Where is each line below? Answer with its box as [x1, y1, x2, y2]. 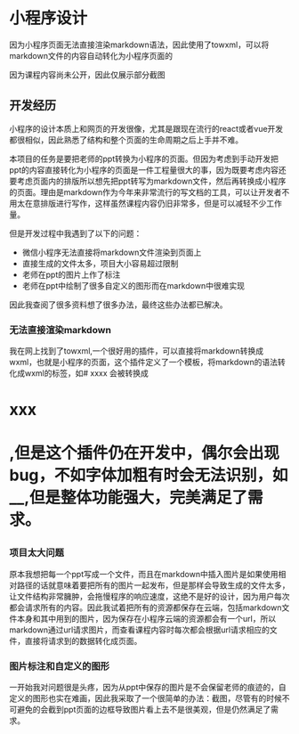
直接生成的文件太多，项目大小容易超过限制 [21, 257, 179, 268]
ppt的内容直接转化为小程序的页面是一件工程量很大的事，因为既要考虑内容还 [9, 164, 287, 175]
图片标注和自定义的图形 [9, 660, 109, 673]
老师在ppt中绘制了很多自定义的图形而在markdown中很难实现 [21, 280, 245, 290]
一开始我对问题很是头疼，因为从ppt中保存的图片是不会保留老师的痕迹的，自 [9, 682, 287, 693]
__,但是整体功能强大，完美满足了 [9, 487, 248, 508]
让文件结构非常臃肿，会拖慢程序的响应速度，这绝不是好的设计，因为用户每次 [9, 591, 290, 601]
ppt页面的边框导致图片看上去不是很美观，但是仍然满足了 [63, 705, 271, 715]
